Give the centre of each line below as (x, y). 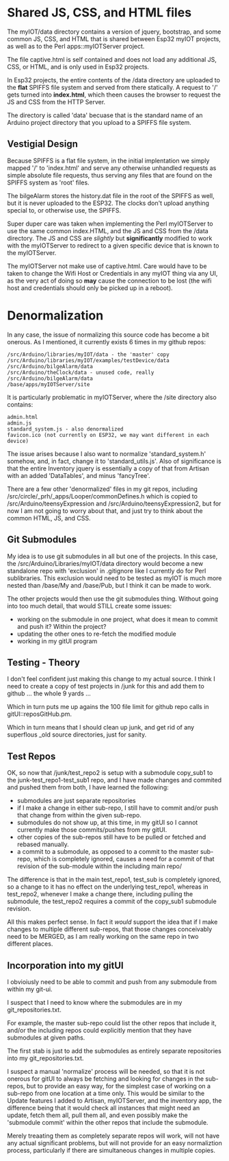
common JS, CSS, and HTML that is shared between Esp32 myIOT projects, (114, 38)
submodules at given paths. (46, 1038)
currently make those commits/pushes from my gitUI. (92, 830)
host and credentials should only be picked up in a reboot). (90, 288)
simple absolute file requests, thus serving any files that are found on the (110, 175)
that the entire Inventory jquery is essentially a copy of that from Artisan (108, 468)
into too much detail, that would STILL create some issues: (90, 606)
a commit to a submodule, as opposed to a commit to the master (108, 852)
